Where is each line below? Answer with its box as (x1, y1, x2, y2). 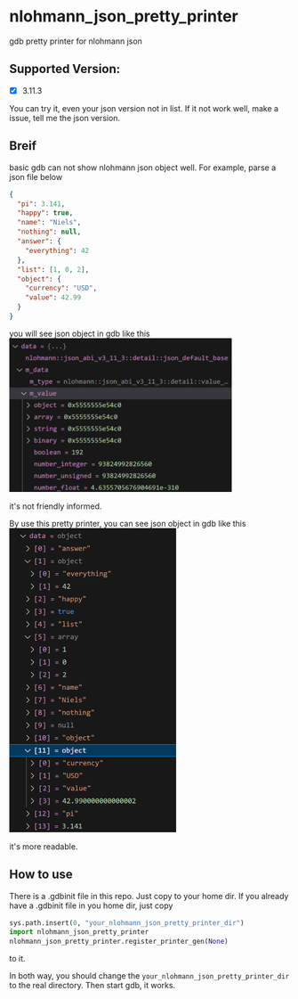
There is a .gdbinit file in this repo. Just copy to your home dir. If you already (9, 890, 289, 901)
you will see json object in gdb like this (9, 328, 150, 339)
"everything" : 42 (25, 246, 90, 255)
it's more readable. (9, 840, 78, 852)
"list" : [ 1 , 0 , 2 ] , (17, 265, 90, 274)
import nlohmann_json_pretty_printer (9, 928, 149, 937)
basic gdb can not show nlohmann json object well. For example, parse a (9, 162, 277, 173)
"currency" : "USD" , (25, 283, 98, 293)
